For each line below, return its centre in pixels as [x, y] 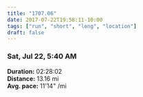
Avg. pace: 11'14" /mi [37, 85]
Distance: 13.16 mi [33, 79]
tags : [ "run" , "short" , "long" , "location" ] [72, 26]
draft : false [26, 32]
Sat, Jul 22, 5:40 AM [42, 57]
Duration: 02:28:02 [35, 71]
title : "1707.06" [32, 13]
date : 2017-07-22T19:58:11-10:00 [55, 20]
